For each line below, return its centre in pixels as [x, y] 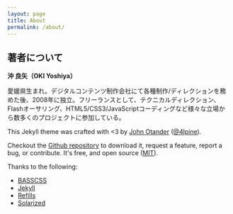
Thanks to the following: [42, 167]
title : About [27, 21]
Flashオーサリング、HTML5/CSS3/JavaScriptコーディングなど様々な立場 [113, 109]
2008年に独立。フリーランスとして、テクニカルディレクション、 [126, 100]
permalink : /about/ [36, 27]
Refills [27, 196]
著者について [35, 57]
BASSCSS [32, 181]
